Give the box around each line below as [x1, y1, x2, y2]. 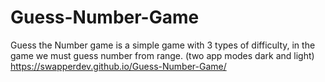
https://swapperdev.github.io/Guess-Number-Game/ [10, 60, 227, 72]
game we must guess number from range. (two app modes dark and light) [10, 49, 315, 61]
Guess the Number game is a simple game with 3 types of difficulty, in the [10, 39, 316, 51]
